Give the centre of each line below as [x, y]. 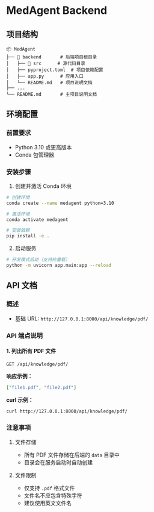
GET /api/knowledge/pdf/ [37, 364]
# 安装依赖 [18, 230]
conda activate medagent [37, 220]
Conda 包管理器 [35, 155]
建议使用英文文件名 [48, 503]
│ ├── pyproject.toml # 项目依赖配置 [55, 70]
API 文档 [22, 286]
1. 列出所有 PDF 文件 [31, 351]
